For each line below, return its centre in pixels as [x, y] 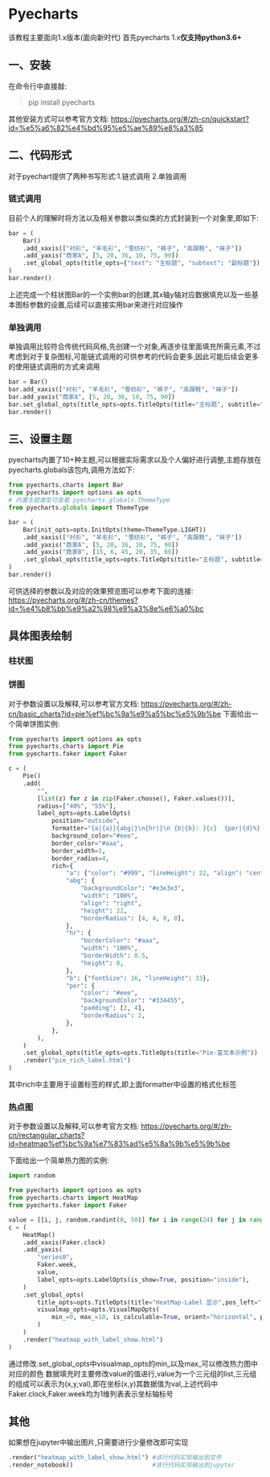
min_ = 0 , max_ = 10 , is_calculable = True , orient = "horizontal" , [154, 1318]
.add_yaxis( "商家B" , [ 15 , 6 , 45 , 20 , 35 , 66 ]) [101, 552]
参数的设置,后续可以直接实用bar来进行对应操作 [106, 304]
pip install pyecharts [61, 102]
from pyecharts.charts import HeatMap [73, 1198]
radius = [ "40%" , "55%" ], [77, 806]
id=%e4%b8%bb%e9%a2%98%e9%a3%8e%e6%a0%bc [106, 608]
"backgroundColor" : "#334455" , [132, 1001]
